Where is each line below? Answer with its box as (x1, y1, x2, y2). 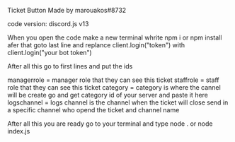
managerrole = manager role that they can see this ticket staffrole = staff (7, 76, 219, 84)
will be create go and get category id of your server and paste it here (7, 91, 209, 99)
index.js (7, 127, 30, 135)
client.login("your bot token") (7, 49, 92, 57)
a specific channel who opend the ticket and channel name (7, 106, 180, 114)
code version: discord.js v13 (7, 20, 89, 28)
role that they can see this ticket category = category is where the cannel (7, 83, 221, 91)
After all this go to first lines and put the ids (7, 62, 133, 70)
